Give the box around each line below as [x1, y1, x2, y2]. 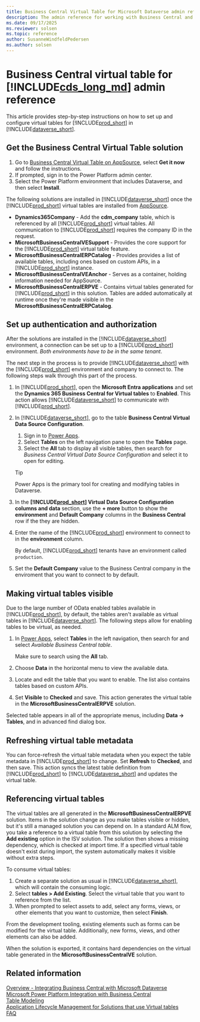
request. [14, 232, 36, 239]
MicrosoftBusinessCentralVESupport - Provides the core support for [14, 239, 186, 246]
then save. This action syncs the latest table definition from [6, 764, 152, 771]
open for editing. [23, 458, 65, 465]
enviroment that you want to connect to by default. [14, 571, 139, 579]
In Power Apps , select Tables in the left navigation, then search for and [14, 635, 189, 642]
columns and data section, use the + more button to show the [14, 505, 168, 512]
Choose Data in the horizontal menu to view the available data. [14, 665, 169, 672]
